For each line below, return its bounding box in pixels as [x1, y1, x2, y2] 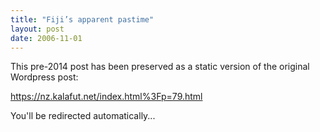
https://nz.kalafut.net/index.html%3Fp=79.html [10, 91, 203, 103]
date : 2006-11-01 [10, 33, 83, 43]
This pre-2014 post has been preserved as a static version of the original [10, 61, 310, 73]
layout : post [10, 24, 65, 34]
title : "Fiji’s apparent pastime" [10, 14, 155, 25]
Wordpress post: [10, 71, 79, 83]
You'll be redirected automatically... [10, 110, 156, 122]
